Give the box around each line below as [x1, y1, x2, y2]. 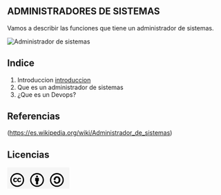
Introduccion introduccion [17, 75, 91, 84]
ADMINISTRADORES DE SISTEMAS [7, 6, 160, 17]
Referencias [7, 111, 61, 122]
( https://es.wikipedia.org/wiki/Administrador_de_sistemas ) [7, 129, 173, 137]
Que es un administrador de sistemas [17, 83, 124, 91]
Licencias [7, 149, 50, 160]
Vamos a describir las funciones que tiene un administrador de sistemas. [7, 24, 214, 32]
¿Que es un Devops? [17, 90, 77, 99]
